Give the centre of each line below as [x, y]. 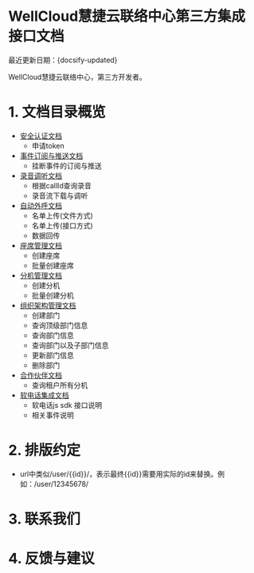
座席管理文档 [41, 245]
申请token [48, 145]
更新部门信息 [53, 355]
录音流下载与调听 [60, 196]
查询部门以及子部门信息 [70, 345]
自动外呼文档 [41, 205]
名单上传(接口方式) [62, 225]
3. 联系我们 [45, 519]
